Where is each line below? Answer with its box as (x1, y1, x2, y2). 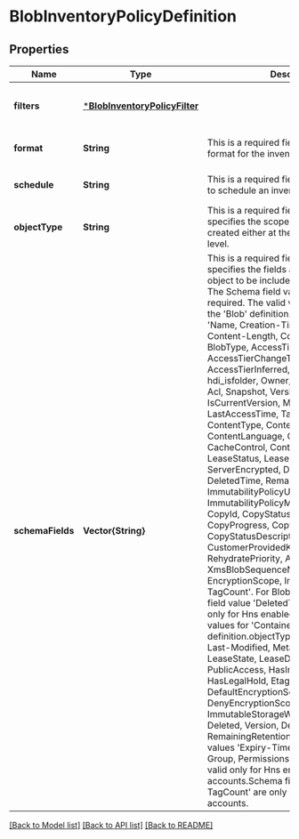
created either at (207, 227, 277, 238)
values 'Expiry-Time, (207, 741, 295, 754)
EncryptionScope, (207, 575, 282, 586)
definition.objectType (207, 630, 296, 642)
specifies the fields (207, 263, 287, 275)
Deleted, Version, (207, 719, 279, 731)
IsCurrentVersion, (207, 397, 281, 408)
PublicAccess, (207, 664, 267, 675)
